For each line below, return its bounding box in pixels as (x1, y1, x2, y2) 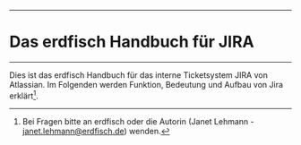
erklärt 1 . (9, 89, 39, 101)
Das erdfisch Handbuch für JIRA (9, 32, 255, 52)
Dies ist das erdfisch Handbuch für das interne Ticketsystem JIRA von (9, 69, 269, 81)
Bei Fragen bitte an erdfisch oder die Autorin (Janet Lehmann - (21, 115, 254, 126)
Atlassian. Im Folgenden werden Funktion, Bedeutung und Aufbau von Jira (9, 79, 284, 90)
